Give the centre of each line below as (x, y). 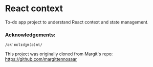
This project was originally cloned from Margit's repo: (59, 54)
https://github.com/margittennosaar (41, 59)
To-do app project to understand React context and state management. (77, 22)
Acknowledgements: (30, 35)
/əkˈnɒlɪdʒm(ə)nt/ (24, 45)
